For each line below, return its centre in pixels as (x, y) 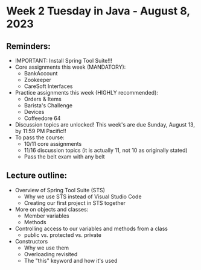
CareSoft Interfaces (48, 86)
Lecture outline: (37, 176)
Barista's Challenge (48, 105)
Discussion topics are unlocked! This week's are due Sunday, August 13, (105, 124)
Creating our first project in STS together (75, 202)
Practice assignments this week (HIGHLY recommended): (87, 93)
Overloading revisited (51, 254)
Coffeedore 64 (42, 118)
